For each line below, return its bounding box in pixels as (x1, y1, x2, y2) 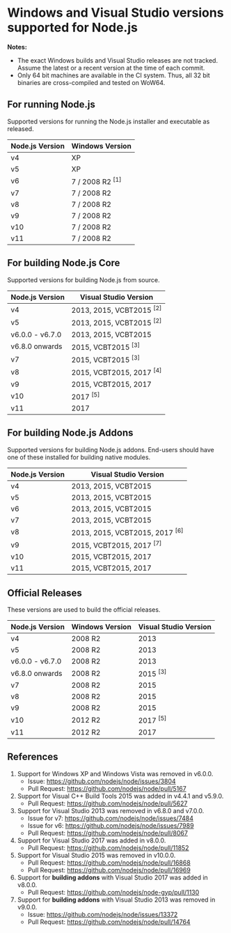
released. (7, 124, 34, 133)
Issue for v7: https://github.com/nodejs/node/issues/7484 (27, 814, 193, 822)
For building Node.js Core (7, 257, 120, 269)
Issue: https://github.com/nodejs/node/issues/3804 (27, 777, 176, 785)
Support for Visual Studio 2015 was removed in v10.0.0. (17, 851, 176, 859)
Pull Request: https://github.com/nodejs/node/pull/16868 (27, 858, 191, 867)
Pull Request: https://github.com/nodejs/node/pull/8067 (27, 828, 188, 837)
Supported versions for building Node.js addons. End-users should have (7, 445, 214, 454)
